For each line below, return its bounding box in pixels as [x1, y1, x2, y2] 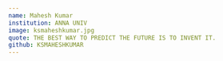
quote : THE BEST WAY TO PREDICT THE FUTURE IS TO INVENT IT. [8, 33, 217, 42]
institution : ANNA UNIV [8, 19, 88, 27]
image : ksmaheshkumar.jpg [8, 26, 94, 34]
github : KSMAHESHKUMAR [8, 41, 84, 49]
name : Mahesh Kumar [8, 11, 74, 20]
